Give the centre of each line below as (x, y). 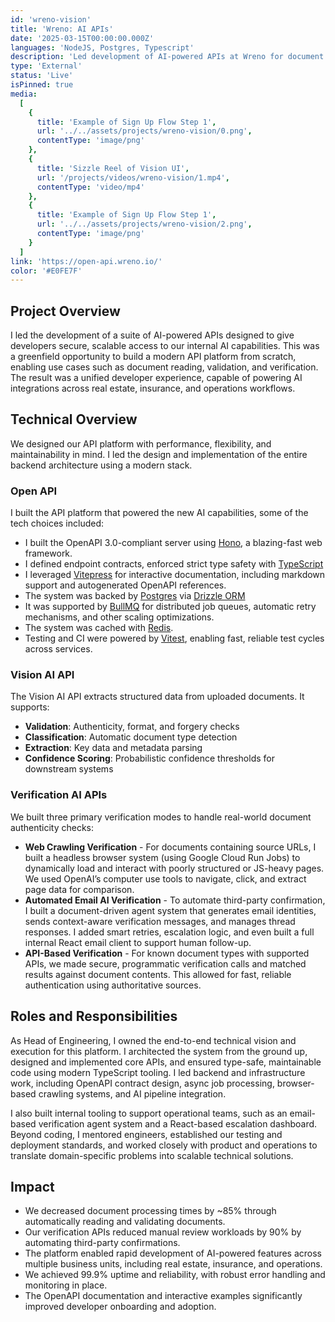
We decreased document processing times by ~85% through (150, 1211)
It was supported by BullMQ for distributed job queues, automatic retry (170, 607)
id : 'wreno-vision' (51, 19)
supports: (30, 707)
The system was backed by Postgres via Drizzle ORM (135, 596)
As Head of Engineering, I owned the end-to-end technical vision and (153, 1040)
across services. (58, 649)
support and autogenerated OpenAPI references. (125, 585)
